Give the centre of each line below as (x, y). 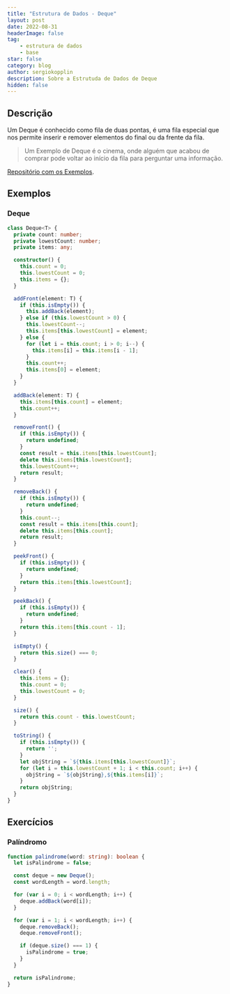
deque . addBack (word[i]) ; (56, 901)
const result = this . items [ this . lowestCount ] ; (89, 453)
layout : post (26, 20)
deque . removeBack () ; (49, 927)
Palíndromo (27, 842)
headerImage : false (36, 33)
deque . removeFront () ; (51, 933)
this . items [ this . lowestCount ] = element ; (87, 331)
